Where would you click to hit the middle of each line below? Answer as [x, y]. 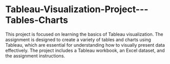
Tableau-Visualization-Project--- [77, 9]
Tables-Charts [37, 20]
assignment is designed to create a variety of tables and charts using [78, 40]
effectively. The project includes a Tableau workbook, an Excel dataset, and [85, 50]
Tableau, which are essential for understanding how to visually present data [85, 45]
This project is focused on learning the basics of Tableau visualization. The [84, 34]
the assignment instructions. [35, 56]
